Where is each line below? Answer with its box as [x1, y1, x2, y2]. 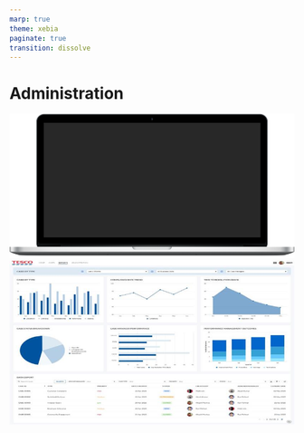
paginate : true [9, 34, 67, 43]
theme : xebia [9, 24, 59, 34]
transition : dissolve [9, 43, 91, 53]
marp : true [9, 14, 51, 24]
